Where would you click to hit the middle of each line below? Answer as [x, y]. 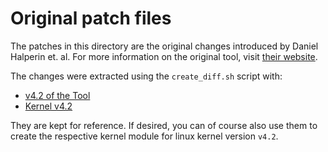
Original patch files [91, 18]
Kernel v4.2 [48, 106]
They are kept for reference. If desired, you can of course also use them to [164, 125]
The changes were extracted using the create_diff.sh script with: [146, 76]
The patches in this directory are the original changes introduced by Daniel [164, 46]
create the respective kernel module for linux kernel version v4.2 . [144, 136]
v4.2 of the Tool [57, 95]
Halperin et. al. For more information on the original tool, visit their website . [164, 56]
